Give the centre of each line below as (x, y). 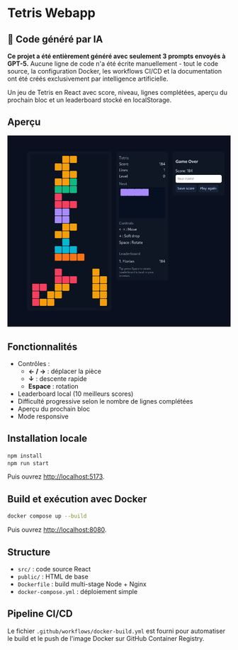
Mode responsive (43, 416)
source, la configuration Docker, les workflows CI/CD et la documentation (115, 71)
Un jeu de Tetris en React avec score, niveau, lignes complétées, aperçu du (118, 92)
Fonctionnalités (42, 347)
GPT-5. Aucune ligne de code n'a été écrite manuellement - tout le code (113, 64)
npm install (25, 456)
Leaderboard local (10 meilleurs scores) (75, 394)
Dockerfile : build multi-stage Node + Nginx (82, 584)
